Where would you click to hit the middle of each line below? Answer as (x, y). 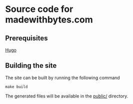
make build (16, 87)
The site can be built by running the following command (62, 78)
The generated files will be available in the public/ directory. (67, 96)
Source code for (39, 9)
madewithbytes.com (49, 20)
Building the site (31, 66)
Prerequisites (26, 38)
